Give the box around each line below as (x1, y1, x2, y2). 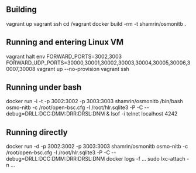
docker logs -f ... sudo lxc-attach (106, 155, 185, 162)
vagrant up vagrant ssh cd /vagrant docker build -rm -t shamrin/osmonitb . (6, 20, 186, 27)
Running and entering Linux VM (6, 38, 124, 48)
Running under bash (6, 82, 82, 93)
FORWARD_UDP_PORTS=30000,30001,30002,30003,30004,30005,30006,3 (6, 59, 191, 66)
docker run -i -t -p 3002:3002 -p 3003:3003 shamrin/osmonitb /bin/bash (6, 98, 183, 105)
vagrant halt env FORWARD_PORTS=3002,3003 (6, 53, 122, 60)
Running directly (6, 127, 68, 137)
